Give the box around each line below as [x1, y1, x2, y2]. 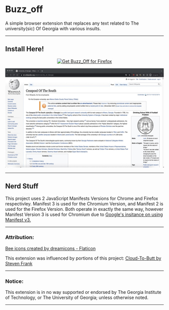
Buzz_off [5, 4, 43, 15]
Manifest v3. [5, 216, 31, 222]
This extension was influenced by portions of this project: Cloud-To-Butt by [5, 255, 161, 261]
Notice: [5, 278, 24, 285]
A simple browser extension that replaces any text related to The [5, 20, 139, 26]
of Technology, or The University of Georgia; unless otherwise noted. [5, 294, 149, 300]
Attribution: [5, 234, 34, 241]
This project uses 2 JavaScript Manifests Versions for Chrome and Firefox [5, 195, 158, 201]
